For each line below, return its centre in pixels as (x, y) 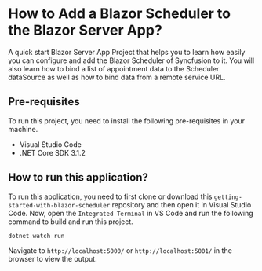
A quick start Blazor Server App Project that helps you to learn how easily (127, 52)
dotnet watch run (36, 236)
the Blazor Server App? (85, 30)
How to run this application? (78, 178)
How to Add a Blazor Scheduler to (120, 14)
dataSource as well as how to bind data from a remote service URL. (117, 77)
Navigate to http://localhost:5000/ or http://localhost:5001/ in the (120, 250)
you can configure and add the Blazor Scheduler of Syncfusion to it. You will (131, 60)
